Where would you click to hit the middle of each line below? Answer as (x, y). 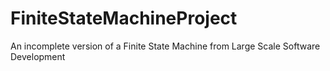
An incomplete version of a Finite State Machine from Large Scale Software (165, 46)
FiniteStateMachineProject (124, 18)
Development (38, 56)
